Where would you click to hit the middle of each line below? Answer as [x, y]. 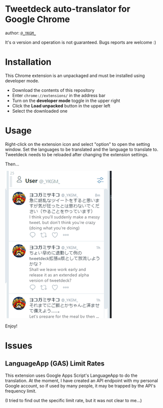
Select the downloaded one [40, 111]
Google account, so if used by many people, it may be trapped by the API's [81, 386]
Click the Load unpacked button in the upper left [61, 105]
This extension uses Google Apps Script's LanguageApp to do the [71, 375]
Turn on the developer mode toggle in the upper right [66, 101]
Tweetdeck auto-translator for [68, 9]
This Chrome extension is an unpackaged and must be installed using [75, 75]
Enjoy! [11, 326]
